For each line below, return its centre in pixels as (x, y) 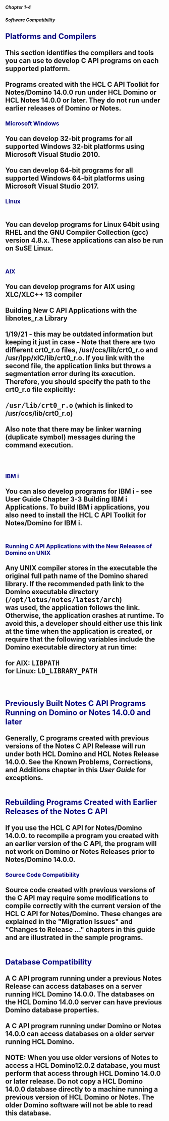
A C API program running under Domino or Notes (83, 1026)
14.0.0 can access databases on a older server (80, 1034)
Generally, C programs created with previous (77, 738)
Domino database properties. (52, 1010)
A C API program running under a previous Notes (83, 979)
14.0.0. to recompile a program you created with (82, 836)
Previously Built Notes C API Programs (76, 703)
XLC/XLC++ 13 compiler (44, 295)
